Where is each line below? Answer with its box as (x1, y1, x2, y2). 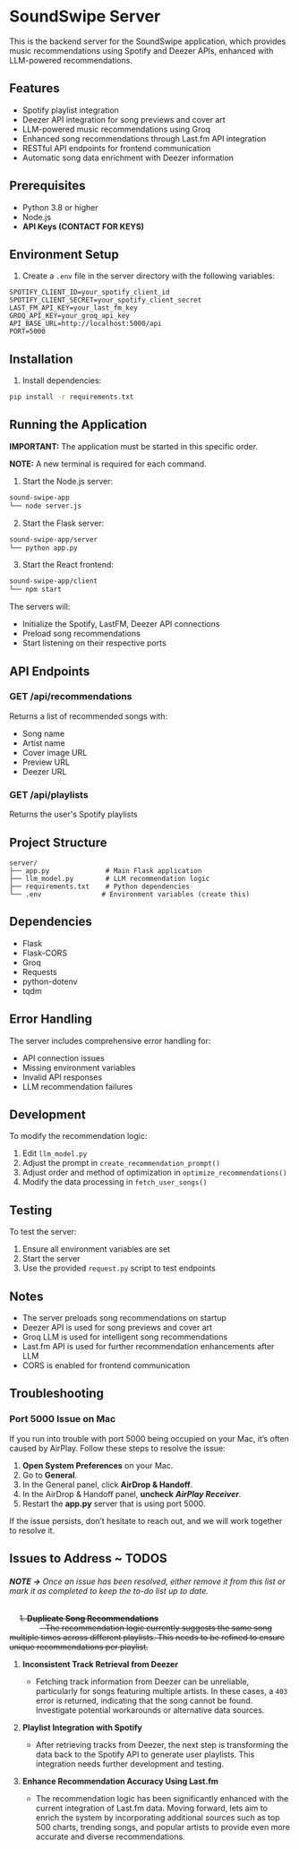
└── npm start (9, 585, 63, 595)
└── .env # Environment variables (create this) (9, 889, 251, 899)
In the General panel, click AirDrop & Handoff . (21, 1479, 193, 1490)
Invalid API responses (21, 1072, 103, 1083)
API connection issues (21, 1052, 105, 1063)
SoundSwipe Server (9, 6, 161, 27)
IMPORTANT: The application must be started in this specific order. (9, 441, 258, 451)
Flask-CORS (21, 947, 68, 958)
